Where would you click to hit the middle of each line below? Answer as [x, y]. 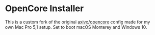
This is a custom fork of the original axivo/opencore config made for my [78, 22]
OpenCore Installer [45, 9]
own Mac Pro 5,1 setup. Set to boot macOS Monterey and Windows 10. [76, 27]
